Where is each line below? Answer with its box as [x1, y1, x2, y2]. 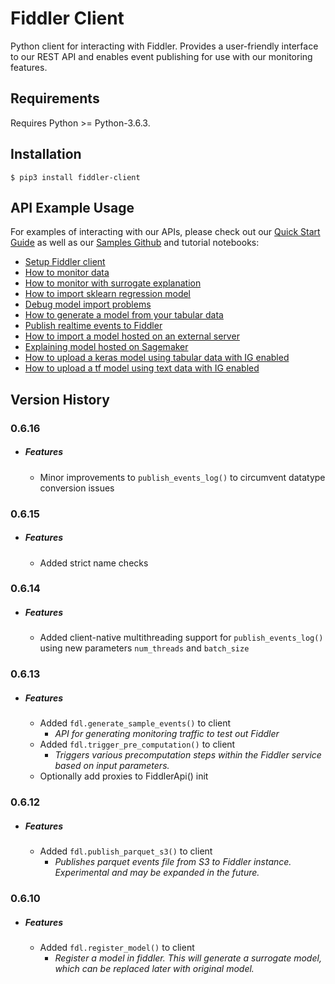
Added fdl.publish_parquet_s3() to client [39, 845, 213, 857]
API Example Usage [10, 199, 135, 216]
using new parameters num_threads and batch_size [39, 642, 250, 654]
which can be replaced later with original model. [54, 963, 255, 975]
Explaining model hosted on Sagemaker [24, 341, 189, 353]
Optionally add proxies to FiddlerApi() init [39, 770, 209, 782]
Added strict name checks [39, 557, 149, 569]
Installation [10, 146, 82, 163]
